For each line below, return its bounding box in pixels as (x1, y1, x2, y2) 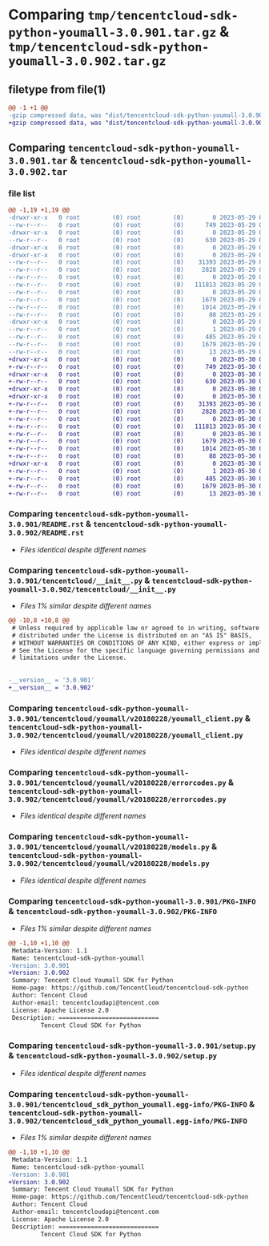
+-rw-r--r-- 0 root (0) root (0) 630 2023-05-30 (8, 378, 256, 386)
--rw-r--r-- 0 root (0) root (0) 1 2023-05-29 (8, 326, 256, 334)
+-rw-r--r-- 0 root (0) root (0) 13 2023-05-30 (8, 489, 256, 498)
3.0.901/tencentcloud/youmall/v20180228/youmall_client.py (8, 714, 243, 723)
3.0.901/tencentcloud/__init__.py (8, 576, 143, 585)
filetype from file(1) (8, 83, 106, 96)
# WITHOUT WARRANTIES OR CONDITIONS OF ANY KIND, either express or (11, 639, 246, 647)
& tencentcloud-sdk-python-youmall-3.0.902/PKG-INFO (8, 905, 218, 916)
